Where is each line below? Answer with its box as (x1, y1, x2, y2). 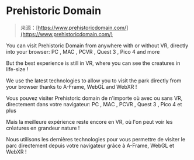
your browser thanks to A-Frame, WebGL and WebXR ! (6, 83, 137, 90)
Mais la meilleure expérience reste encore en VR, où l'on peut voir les (6, 118, 173, 125)
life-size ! (6, 65, 29, 72)
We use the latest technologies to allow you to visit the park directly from (6, 77, 182, 84)
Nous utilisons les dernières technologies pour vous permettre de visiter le (6, 135, 186, 142)
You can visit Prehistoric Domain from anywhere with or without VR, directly (6, 42, 189, 49)
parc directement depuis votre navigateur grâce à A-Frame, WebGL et (6, 142, 174, 149)
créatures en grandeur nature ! (6, 124, 80, 131)
